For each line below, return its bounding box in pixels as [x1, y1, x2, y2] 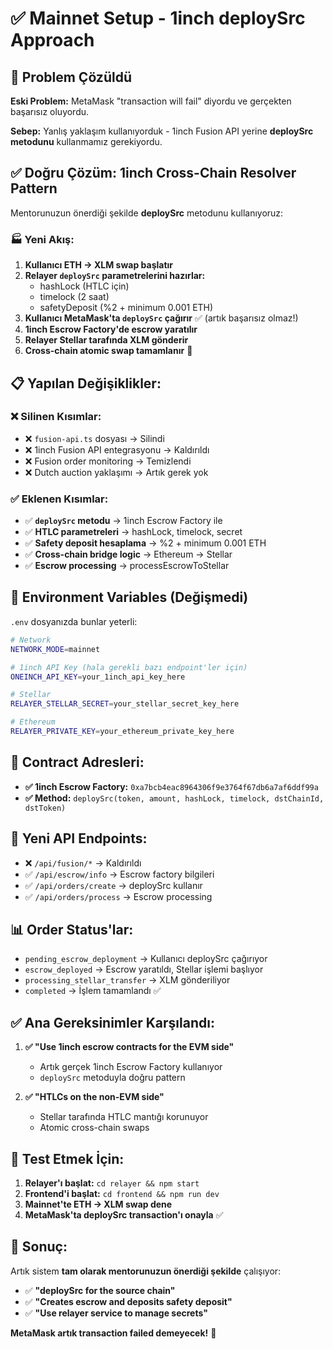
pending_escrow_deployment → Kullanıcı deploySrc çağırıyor [24, 953, 268, 965]
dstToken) [24, 803, 67, 813]
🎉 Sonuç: [10, 1238, 68, 1256]
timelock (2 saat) [39, 291, 110, 303]
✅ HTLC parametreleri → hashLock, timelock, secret [24, 526, 243, 538]
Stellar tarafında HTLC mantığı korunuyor [39, 1111, 209, 1123]
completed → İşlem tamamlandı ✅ [24, 985, 162, 997]
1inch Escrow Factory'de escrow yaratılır [24, 323, 198, 336]
